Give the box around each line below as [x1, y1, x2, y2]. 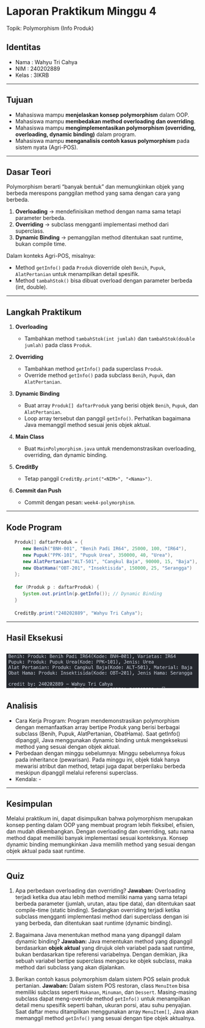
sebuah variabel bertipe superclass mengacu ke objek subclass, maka [15, 957, 192, 964]
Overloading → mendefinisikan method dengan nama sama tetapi [15, 208, 181, 215]
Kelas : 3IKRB [15, 71, 49, 79]
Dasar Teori [6, 167, 51, 177]
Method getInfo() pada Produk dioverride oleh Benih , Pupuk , [15, 264, 166, 271]
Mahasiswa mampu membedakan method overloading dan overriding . [15, 117, 196, 125]
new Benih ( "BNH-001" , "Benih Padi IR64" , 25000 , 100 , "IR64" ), [22, 545, 187, 552]
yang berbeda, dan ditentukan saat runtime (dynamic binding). [15, 919, 173, 927]
